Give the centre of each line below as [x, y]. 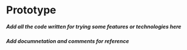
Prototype [31, 10]
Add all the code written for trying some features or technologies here [94, 26]
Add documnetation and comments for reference [68, 41]
